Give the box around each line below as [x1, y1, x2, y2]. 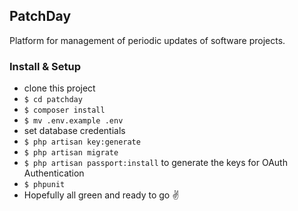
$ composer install [23, 105, 106, 116]
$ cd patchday [23, 95, 83, 105]
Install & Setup [9, 59, 82, 73]
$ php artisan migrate [23, 148, 119, 158]
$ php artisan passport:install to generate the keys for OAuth [23, 157, 288, 169]
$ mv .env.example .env [23, 116, 124, 126]
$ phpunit [23, 180, 66, 190]
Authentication [23, 167, 85, 179]
